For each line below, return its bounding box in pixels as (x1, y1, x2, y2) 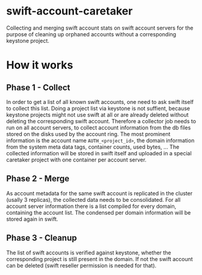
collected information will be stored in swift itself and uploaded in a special (6, 149, 192, 157)
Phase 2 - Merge (6, 173, 70, 184)
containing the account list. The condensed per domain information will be (6, 209, 191, 216)
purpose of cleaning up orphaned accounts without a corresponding (6, 30, 177, 37)
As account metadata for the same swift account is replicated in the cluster (6, 189, 193, 197)
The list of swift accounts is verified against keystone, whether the (6, 249, 171, 256)
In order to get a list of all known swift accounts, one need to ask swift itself (6, 98, 194, 105)
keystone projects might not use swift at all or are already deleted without (6, 111, 189, 118)
